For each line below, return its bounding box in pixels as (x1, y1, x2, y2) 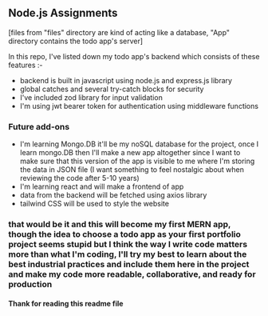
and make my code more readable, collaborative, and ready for (8, 269, 257, 280)
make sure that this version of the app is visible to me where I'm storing (19, 156, 255, 166)
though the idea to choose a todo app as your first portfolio (8, 229, 242, 240)
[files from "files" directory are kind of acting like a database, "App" (8, 27, 230, 37)
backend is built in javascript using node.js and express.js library (19, 75, 233, 85)
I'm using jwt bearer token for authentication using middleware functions (19, 101, 259, 110)
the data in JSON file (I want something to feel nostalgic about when (19, 165, 245, 174)
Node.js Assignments (8, 6, 118, 20)
